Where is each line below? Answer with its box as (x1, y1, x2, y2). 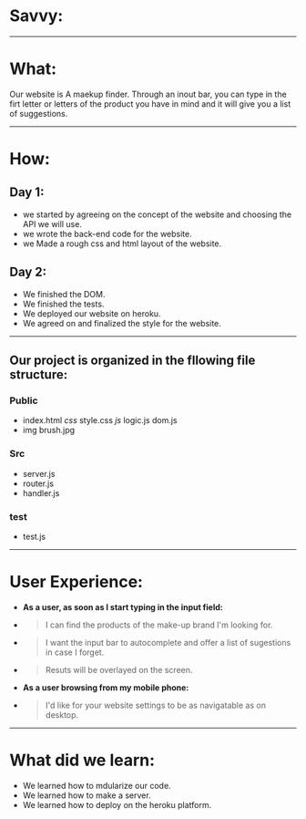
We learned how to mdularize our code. (22, 780, 171, 791)
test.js (22, 531, 46, 542)
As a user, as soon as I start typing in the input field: (22, 601, 223, 612)
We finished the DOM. (22, 288, 107, 299)
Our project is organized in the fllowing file (9, 353, 256, 368)
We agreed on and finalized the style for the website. (22, 317, 221, 328)
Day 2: (9, 264, 47, 280)
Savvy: (9, 5, 64, 26)
